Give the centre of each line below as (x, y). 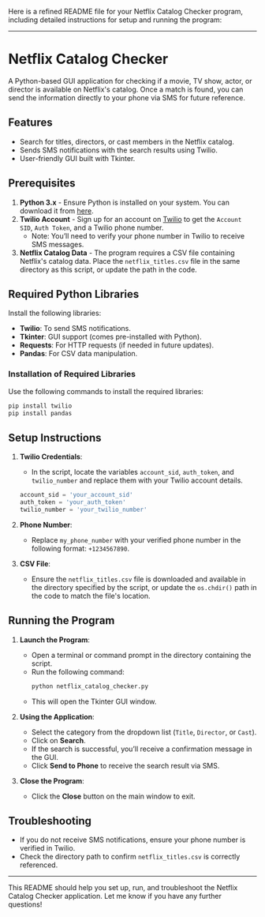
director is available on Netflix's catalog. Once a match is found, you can (126, 89)
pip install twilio (40, 406)
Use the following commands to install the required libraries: (106, 391)
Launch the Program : (55, 640)
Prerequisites (42, 184)
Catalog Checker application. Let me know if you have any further (115, 896)
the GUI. (45, 757)
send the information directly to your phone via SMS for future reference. (127, 97)
